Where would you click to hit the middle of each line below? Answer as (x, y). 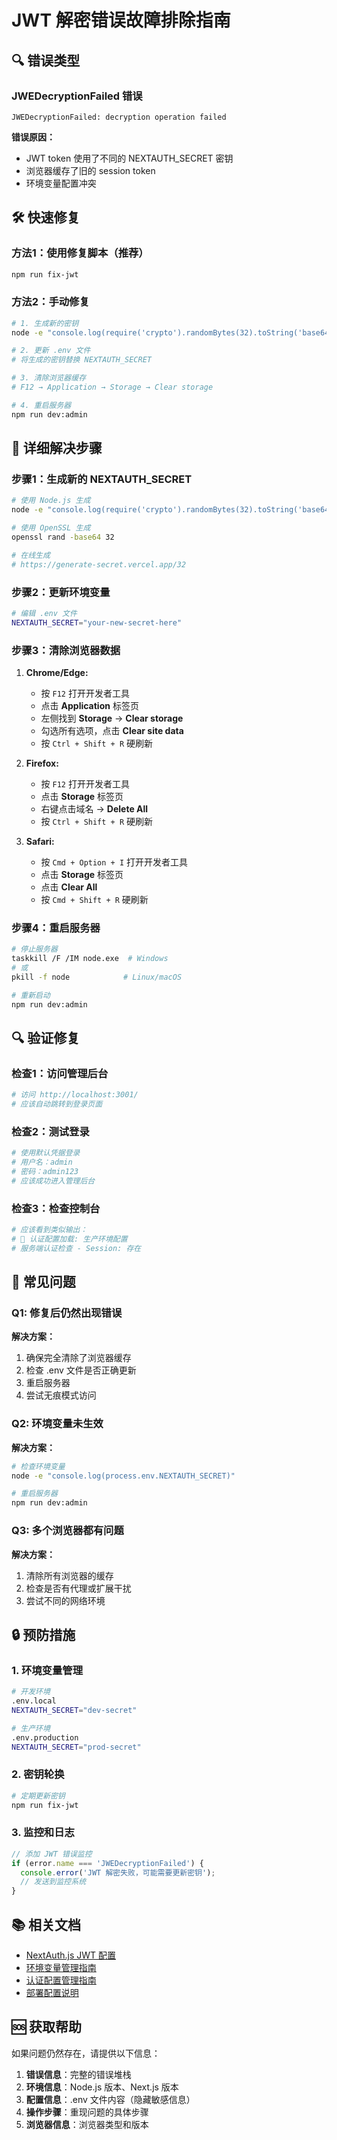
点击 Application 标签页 (89, 706)
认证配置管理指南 (61, 1980)
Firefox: (42, 763)
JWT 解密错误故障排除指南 (121, 20)
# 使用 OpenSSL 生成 (51, 528)
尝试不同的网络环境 (65, 1600)
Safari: (40, 842)
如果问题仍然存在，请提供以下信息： (86, 2053)
